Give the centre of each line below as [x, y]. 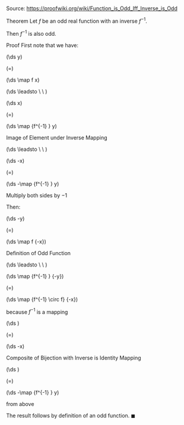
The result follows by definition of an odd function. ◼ [71, 415]
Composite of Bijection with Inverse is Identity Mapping [74, 358]
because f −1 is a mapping [37, 311]
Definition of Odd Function [39, 253]
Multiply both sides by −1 [37, 195]
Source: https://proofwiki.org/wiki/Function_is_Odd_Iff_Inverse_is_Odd [92, 8]
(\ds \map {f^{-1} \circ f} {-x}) [42, 299]
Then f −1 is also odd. [31, 33]
